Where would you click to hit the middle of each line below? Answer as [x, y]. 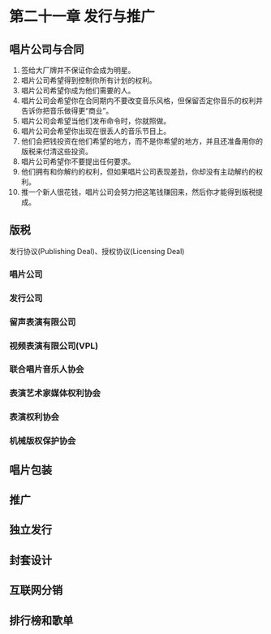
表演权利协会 [34, 417]
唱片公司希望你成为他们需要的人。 [78, 91]
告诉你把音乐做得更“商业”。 [67, 111]
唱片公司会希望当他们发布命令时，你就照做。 [96, 121]
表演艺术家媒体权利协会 [55, 393]
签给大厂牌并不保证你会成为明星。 [78, 70]
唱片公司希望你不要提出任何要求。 [78, 162]
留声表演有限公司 [43, 321]
